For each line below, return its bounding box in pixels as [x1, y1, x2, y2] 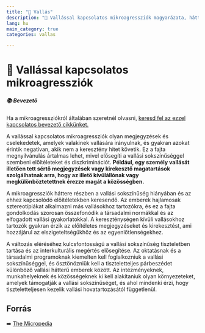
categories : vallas [6, 32, 56, 38]
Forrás [6, 303, 32, 314]
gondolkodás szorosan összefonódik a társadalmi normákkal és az [6, 209, 174, 217]
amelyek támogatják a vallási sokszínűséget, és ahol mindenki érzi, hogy [6, 279, 189, 287]
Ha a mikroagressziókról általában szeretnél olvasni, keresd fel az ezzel [6, 114, 186, 122]
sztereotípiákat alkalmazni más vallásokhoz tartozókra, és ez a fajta [6, 203, 176, 210]
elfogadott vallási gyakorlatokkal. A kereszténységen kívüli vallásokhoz [6, 216, 185, 223]
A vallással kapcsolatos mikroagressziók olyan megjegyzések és [6, 133, 169, 140]
